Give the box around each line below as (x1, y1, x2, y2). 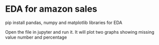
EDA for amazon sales (5, 3, 97, 15)
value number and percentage (5, 34, 67, 40)
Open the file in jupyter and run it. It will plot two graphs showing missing (5, 29, 155, 35)
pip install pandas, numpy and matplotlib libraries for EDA (5, 20, 123, 25)
